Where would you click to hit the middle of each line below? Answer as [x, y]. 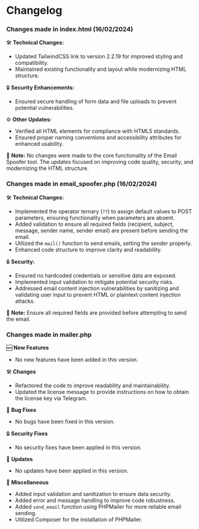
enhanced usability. [39, 144]
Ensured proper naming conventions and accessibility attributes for [98, 138]
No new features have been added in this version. [76, 360]
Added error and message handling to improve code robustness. [95, 500]
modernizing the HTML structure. [47, 168]
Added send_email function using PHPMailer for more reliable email [98, 507]
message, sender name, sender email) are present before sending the [101, 230]
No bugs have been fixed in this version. [65, 422]
